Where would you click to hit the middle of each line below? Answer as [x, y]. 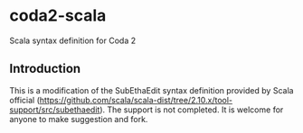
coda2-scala [58, 16]
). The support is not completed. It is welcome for [191, 110]
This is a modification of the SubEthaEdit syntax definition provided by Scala [151, 90]
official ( [25, 100]
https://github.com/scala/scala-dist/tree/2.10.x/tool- [136, 100]
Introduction [45, 69]
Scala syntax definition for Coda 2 [73, 40]
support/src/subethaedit [55, 110]
